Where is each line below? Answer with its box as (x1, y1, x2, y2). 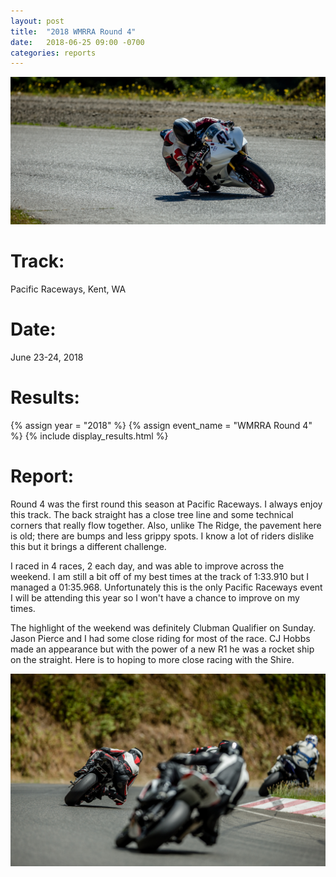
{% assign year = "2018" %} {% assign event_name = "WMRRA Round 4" (10, 419, 313, 431)
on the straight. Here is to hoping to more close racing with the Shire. (10, 653, 295, 665)
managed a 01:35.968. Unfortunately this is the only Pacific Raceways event (10, 581, 323, 593)
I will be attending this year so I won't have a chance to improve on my (10, 591, 300, 604)
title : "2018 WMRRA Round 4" (10, 26, 137, 37)
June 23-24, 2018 (10, 351, 84, 363)
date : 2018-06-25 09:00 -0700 (10, 37, 145, 47)
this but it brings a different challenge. (10, 540, 167, 552)
